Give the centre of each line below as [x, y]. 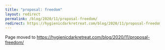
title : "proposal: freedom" [34, 10]
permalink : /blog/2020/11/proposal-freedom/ [51, 19]
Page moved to [20, 37]
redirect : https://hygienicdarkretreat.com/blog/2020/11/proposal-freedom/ [84, 23]
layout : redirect [23, 14]
